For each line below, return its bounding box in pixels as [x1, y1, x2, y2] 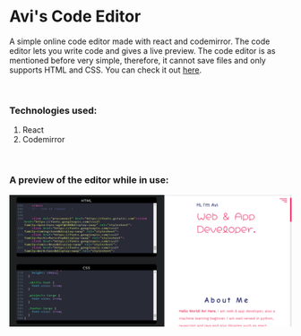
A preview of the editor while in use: [9, 174, 169, 186]
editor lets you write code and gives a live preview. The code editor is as [9, 45, 276, 56]
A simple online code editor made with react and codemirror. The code [9, 36, 271, 47]
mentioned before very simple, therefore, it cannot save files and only [9, 55, 266, 65]
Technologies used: [9, 104, 98, 116]
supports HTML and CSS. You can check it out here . [9, 65, 202, 75]
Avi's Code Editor [9, 6, 142, 27]
